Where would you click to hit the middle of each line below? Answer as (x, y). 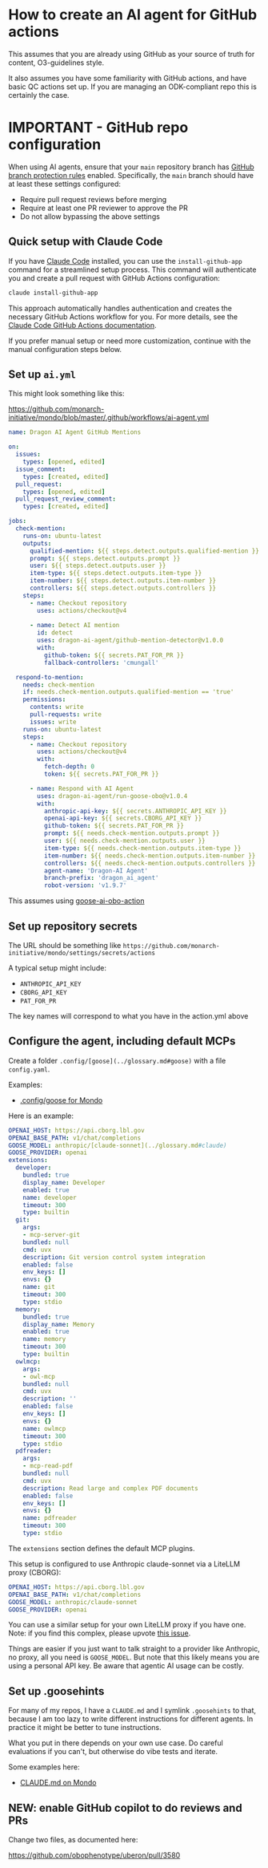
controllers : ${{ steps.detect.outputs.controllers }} (123, 588)
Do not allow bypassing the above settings (90, 216)
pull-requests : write (66, 715)
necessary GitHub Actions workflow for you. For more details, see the (123, 316)
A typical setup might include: (57, 967)
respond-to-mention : (50, 677)
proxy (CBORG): (35, 1572)
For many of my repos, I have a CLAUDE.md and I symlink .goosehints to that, (132, 1711)
